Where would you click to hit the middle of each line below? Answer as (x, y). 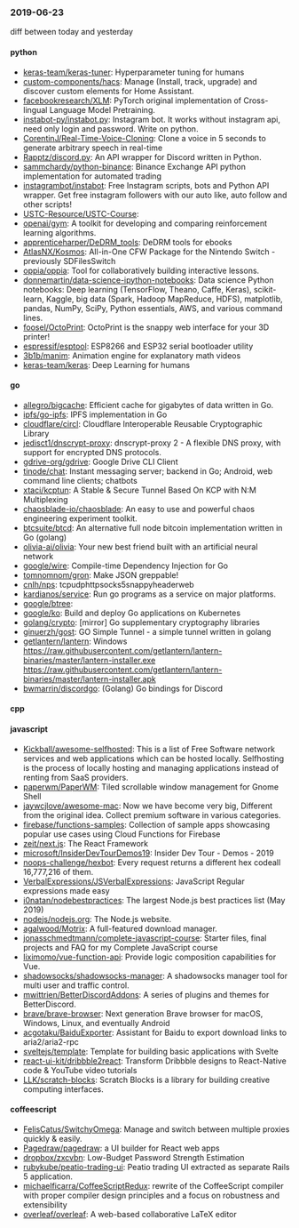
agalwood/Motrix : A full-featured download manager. (120, 928)
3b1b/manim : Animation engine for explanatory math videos (132, 355)
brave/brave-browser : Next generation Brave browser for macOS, (143, 1013)
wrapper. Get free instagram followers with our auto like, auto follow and (155, 195)
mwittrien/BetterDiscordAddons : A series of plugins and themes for (146, 994)
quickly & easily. (52, 1138)
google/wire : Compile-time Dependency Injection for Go (126, 566)
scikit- (265, 289)
